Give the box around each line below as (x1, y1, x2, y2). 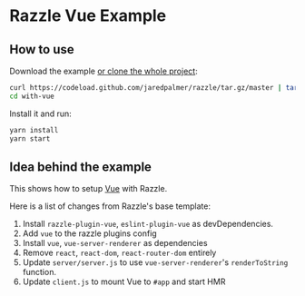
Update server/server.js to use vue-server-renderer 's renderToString (22, 257, 289, 268)
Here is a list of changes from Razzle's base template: (9, 201, 212, 212)
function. (22, 267, 57, 278)
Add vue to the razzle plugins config (22, 228, 157, 239)
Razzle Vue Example (9, 5, 167, 26)
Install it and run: (9, 108, 73, 119)
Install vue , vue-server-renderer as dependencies (22, 238, 208, 249)
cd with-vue (9, 92, 54, 101)
